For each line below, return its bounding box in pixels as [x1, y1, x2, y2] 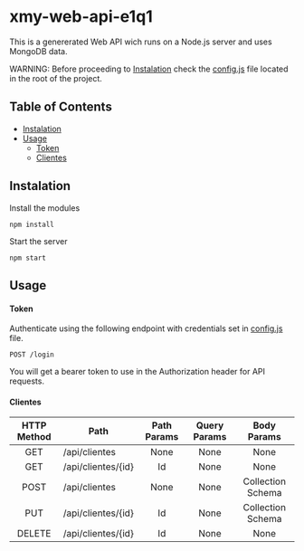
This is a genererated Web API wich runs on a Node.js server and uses [9, 36, 273, 47]
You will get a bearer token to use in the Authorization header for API [9, 366, 265, 377]
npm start [9, 253, 47, 262]
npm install [9, 220, 54, 229]
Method [16, 431, 52, 443]
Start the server [9, 235, 68, 246]
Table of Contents [9, 100, 113, 115]
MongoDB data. [9, 45, 68, 56]
